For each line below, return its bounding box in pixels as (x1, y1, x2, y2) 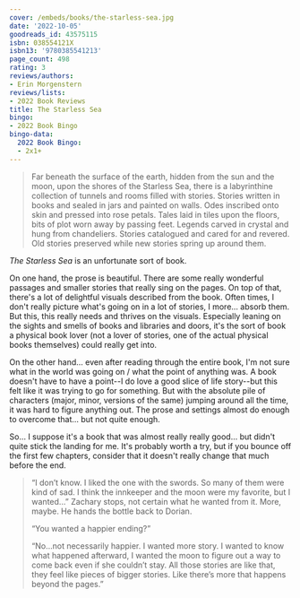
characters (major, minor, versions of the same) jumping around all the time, (9, 394, 289, 405)
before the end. (9, 459, 67, 471)
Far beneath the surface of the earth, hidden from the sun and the (30, 171, 275, 182)
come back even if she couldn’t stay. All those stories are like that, (30, 559, 276, 570)
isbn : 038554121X (9, 38, 74, 48)
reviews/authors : (9, 72, 74, 81)
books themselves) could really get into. (9, 339, 158, 350)
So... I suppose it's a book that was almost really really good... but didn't (9, 431, 276, 442)
